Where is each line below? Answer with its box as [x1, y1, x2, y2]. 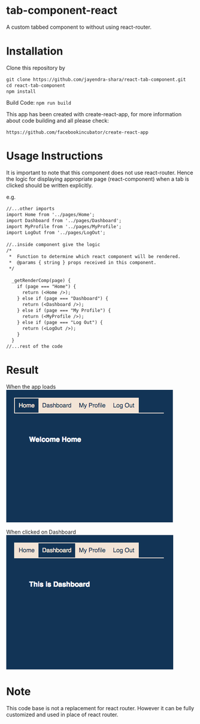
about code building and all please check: [6, 117, 110, 124]
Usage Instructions [6, 149, 104, 163]
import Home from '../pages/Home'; [6, 211, 95, 217]
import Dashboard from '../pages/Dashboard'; [6, 217, 122, 223]
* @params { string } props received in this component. [8, 259, 157, 265]
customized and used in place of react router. [6, 711, 119, 718]
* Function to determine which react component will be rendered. [8, 253, 181, 259]
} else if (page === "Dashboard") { [17, 295, 109, 301]
